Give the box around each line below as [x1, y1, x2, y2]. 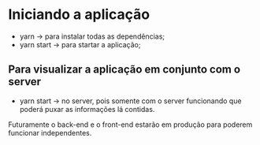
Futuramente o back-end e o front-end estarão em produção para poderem [8, 120, 253, 129]
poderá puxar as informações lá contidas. [19, 104, 155, 113]
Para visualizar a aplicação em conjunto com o [8, 63, 241, 76]
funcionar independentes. [8, 128, 92, 137]
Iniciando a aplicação [8, 6, 150, 24]
